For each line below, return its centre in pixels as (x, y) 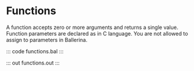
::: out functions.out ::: (33, 63)
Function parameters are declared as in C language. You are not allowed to (97, 33)
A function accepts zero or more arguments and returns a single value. (92, 27)
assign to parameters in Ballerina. (47, 40)
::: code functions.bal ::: (35, 51)
